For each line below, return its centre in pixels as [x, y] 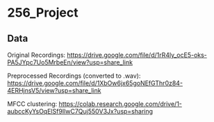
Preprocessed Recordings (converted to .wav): [74, 76]
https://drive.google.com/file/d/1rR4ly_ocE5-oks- [137, 55]
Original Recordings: [36, 55]
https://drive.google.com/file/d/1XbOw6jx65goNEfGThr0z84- [95, 83]
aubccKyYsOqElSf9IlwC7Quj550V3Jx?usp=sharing [80, 111]
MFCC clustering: [32, 104]
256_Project [43, 13]
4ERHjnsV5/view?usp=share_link [54, 90]
